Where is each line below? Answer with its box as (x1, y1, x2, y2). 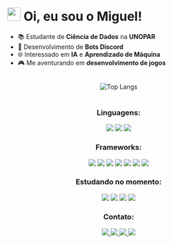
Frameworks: (95, 143, 143, 152)
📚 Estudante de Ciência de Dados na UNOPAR (17, 32, 155, 40)
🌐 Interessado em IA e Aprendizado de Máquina (17, 50, 161, 58)
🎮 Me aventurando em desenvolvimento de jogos (17, 58, 166, 67)
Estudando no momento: (75, 177, 162, 187)
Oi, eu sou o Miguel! (23, 9, 143, 25)
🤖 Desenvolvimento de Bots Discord (17, 43, 124, 51)
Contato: (103, 211, 134, 221)
